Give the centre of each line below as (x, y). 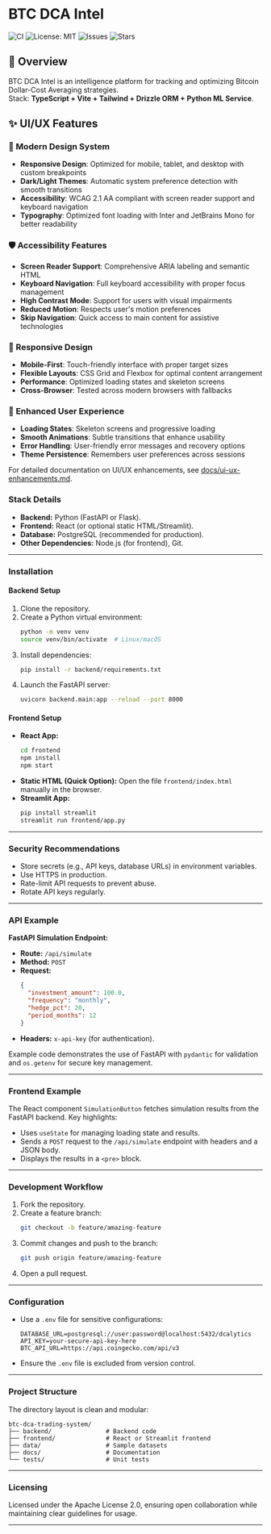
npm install (40, 758)
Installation (31, 571)
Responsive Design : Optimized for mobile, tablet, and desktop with (132, 164)
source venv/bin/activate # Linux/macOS (91, 639)
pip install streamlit (58, 813)
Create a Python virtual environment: (81, 617)
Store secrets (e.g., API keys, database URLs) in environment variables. (138, 866)
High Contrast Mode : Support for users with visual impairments (126, 300)
